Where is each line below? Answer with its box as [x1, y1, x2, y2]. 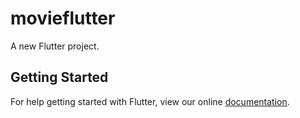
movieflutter [10, 7, 116, 30]
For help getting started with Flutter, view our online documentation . [10, 95, 290, 107]
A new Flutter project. [10, 40, 100, 52]
